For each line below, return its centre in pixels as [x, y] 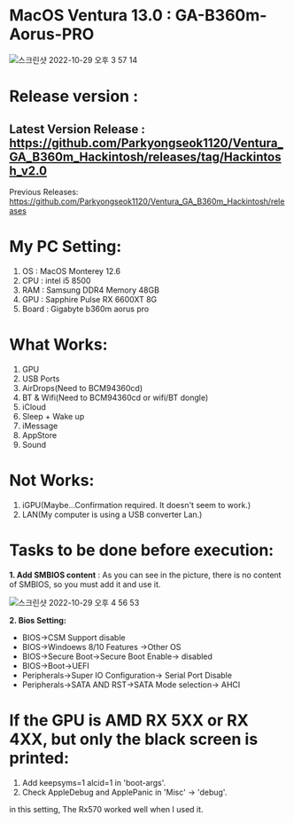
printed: [39, 758]
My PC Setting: [66, 247]
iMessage [40, 426]
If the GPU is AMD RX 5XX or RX [129, 720]
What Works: [58, 345]
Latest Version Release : [77, 129]
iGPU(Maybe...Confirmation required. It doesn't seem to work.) [136, 505]
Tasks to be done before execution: [142, 550]
